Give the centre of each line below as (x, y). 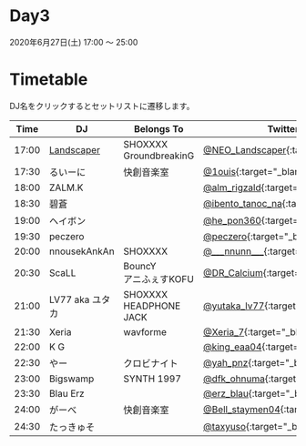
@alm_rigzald (232, 188)
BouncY (140, 266)
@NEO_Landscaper (245, 149)
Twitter (283, 128)
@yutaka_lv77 (234, 306)
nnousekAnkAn (82, 251)
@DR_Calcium (234, 272)
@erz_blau (226, 393)
